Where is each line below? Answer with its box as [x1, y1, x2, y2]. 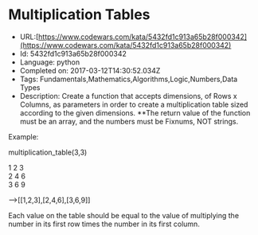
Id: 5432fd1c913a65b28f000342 [19, 49, 127, 58]
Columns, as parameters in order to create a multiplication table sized [19, 100, 248, 109]
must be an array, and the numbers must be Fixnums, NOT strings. [19, 116, 239, 126]
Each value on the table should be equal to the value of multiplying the [8, 210, 240, 220]
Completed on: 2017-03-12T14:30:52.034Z [19, 65, 161, 75]
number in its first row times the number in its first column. [8, 219, 201, 229]
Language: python [19, 57, 80, 67]
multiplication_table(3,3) [8, 147, 88, 157]
